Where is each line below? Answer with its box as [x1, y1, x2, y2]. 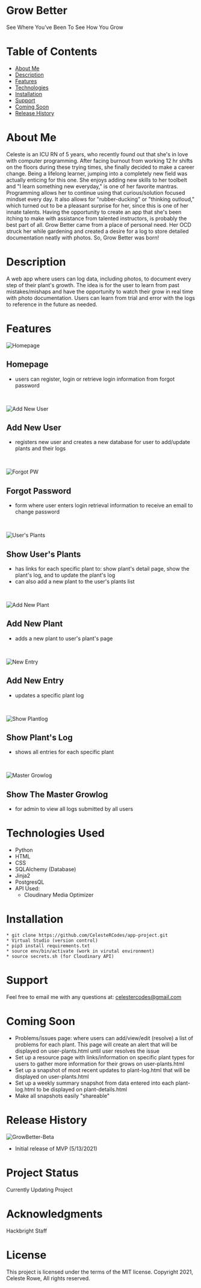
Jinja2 [14, 872, 31, 880]
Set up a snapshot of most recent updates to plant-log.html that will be [14, 1066, 191, 1074]
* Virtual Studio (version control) [6, 937, 98, 944]
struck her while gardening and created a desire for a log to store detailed [6, 227, 189, 235]
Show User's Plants [6, 549, 81, 559]
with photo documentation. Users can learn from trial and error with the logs [6, 294, 196, 302]
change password [14, 508, 60, 516]
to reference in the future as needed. [6, 300, 97, 308]
